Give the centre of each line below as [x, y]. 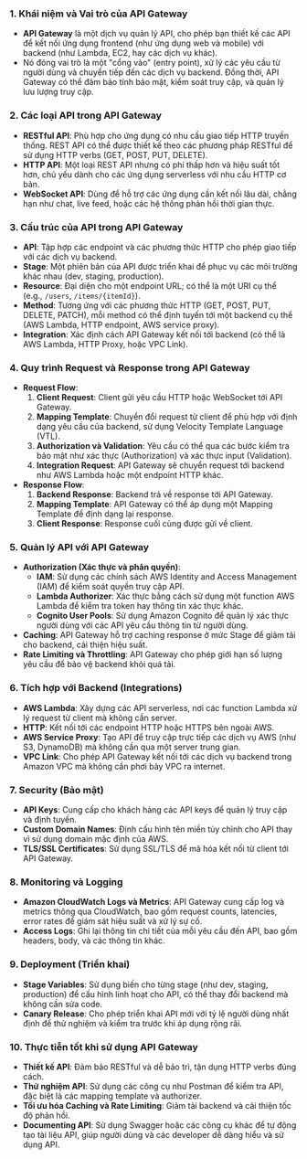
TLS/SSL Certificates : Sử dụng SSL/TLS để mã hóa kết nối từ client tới [156, 849]
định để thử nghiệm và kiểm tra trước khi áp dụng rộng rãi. [132, 1023]
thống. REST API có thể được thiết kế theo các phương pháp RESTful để [158, 145]
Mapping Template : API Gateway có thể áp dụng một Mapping [154, 505]
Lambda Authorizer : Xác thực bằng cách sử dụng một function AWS [165, 596]
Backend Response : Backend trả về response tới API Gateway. [155, 494]
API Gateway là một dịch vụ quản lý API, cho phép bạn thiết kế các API [156, 34]
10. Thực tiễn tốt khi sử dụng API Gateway [104, 1047]
